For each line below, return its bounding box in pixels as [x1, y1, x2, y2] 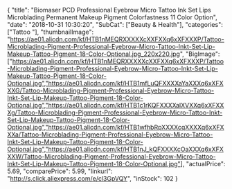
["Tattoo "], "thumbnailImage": [7, 28, 94, 36]
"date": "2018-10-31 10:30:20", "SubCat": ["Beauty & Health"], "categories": [7, 21, 223, 28]
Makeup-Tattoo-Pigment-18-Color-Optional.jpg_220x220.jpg [7, 50, 180, 58]
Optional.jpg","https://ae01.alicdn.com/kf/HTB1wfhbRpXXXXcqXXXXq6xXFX [7, 123, 224, 131]
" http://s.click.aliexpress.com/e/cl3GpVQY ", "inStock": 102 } [7, 175, 178, 182]
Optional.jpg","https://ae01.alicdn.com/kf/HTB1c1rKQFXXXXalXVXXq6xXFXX [7, 101, 224, 109]
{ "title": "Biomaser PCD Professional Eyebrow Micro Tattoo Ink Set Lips [7, 6, 211, 14]
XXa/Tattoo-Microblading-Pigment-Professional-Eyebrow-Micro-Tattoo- [7, 130, 213, 139]
